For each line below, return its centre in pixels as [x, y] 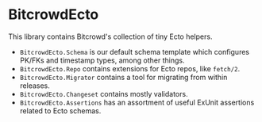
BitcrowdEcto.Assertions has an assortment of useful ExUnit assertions [137, 102]
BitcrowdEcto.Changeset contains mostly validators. [104, 93]
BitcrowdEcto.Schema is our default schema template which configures [135, 51]
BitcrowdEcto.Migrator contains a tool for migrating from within [123, 77]
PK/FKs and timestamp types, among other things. [102, 60]
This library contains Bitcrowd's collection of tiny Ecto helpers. [110, 36]
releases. [35, 86]
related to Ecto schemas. [60, 111]
